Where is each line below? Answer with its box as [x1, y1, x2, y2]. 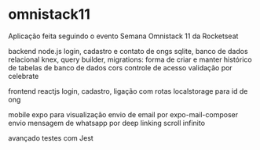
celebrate [8, 71, 39, 80]
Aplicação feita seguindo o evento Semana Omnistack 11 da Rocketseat [8, 31, 239, 41]
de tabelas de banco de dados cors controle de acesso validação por [8, 62, 233, 72]
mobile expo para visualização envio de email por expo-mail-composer [8, 109, 238, 119]
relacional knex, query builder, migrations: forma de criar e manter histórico [8, 55, 253, 64]
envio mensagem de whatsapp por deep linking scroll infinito [8, 118, 206, 127]
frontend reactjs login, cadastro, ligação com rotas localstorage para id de [8, 86, 248, 95]
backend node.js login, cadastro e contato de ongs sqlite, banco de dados [8, 46, 249, 55]
